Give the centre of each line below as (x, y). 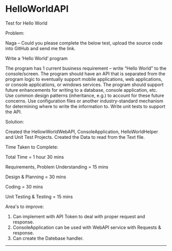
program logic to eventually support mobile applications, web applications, (84, 79)
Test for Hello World (26, 23)
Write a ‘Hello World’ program (37, 58)
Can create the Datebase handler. (48, 238)
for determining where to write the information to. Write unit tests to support (85, 106)
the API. (14, 112)
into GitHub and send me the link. (40, 48)
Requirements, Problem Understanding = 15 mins (57, 166)
